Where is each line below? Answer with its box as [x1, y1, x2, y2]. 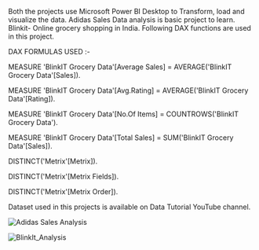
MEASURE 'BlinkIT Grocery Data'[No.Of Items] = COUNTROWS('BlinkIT [8, 109, 239, 119]
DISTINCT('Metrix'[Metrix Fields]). [8, 172, 119, 181]
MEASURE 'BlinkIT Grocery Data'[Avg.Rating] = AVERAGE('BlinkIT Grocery [8, 86, 249, 95]
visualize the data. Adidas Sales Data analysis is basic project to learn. [8, 15, 235, 24]
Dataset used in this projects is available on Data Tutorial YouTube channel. [8, 202, 251, 211]
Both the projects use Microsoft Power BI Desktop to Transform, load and [8, 7, 245, 16]
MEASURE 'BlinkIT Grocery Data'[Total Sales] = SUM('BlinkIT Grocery [8, 133, 234, 142]
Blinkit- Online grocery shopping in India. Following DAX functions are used [8, 24, 251, 32]
